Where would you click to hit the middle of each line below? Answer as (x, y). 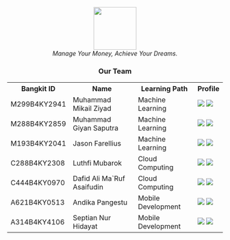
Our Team (115, 71)
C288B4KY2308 (38, 163)
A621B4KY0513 (38, 202)
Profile (208, 89)
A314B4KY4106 (38, 222)
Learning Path (164, 89)
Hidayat (85, 226)
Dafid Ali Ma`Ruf (99, 178)
